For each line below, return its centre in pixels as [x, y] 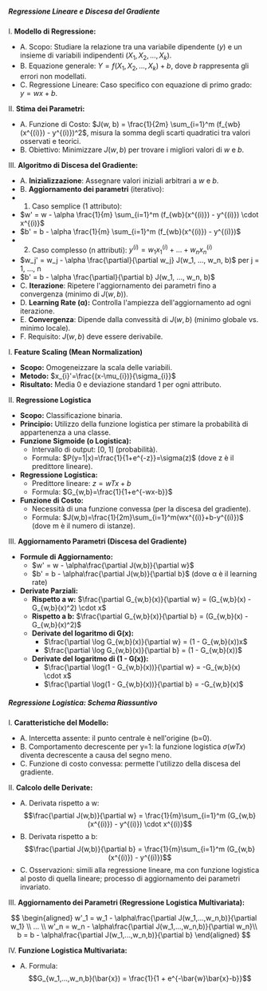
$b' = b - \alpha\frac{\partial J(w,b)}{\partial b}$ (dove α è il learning [144, 574]
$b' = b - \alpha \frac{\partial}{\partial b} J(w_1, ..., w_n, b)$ [117, 277]
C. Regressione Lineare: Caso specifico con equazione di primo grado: [136, 85]
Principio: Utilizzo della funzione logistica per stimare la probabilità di [134, 424]
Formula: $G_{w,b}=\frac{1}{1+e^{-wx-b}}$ [102, 492]
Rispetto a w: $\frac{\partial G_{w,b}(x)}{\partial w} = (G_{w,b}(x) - [141, 599]
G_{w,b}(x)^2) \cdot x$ [69, 608]
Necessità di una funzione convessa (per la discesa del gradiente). [141, 509]
